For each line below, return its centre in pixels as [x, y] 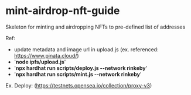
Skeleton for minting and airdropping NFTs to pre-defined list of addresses [95, 27]
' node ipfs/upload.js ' [40, 62]
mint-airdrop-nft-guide [63, 11]
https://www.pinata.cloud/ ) [47, 55]
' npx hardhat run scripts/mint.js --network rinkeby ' [78, 74]
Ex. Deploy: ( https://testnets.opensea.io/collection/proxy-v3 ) [79, 85]
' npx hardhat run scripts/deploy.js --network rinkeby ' [81, 68]
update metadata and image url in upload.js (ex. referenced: [86, 49]
